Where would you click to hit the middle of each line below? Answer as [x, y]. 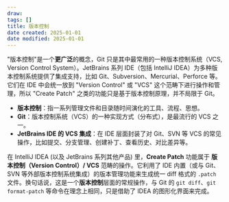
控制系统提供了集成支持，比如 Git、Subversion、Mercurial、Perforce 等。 [117, 77]
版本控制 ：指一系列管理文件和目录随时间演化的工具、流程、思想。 [110, 108]
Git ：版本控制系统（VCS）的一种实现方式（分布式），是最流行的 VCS [114, 116]
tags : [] [20, 20]
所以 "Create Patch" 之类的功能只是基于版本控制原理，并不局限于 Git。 [119, 94]
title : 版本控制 [28, 26]
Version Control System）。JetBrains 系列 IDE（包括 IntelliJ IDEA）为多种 [109, 68]
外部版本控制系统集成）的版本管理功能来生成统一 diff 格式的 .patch [122, 174]
